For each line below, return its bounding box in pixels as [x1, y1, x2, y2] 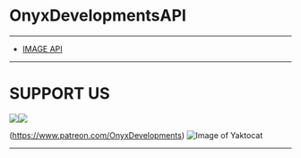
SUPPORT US [9, 83, 110, 104]
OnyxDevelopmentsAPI [9, 5, 186, 26]
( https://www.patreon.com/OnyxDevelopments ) [9, 129, 185, 140]
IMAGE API [21, 43, 63, 54]
